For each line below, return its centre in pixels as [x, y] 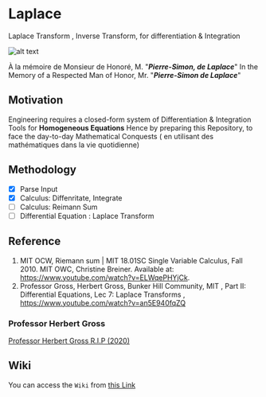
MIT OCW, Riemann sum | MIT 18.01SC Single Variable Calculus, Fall [131, 260]
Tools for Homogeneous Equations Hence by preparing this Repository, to [131, 127]
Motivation [36, 100]
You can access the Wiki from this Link [72, 385]
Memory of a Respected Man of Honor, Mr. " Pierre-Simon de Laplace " [125, 75]
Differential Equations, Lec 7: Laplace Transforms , [102, 294]
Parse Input [39, 189]
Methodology [43, 170]
